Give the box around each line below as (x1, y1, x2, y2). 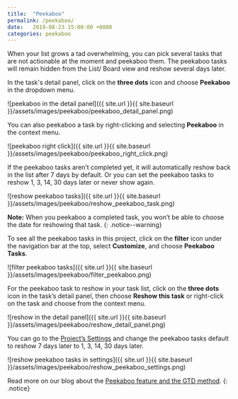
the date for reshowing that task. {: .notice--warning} (7, 221, 162, 229)
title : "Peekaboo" (7, 10, 65, 18)
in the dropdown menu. (7, 86, 76, 94)
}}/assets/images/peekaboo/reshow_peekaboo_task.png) (7, 199, 175, 208)
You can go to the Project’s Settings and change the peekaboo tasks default (7, 334, 229, 343)
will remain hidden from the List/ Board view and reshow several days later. (7, 64, 227, 73)
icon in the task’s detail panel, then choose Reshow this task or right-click (7, 291, 225, 301)
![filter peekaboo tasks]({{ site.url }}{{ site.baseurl (7, 263, 152, 272)
